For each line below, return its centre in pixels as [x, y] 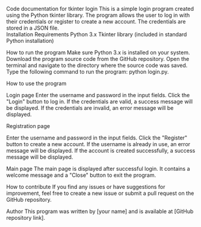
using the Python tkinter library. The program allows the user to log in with [98, 15]
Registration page [28, 126]
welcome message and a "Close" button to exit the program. [81, 175]
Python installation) [30, 41]
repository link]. [26, 218]
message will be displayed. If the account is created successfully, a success [101, 151]
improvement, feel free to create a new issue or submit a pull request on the [100, 193]
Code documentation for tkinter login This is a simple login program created [100, 9]
